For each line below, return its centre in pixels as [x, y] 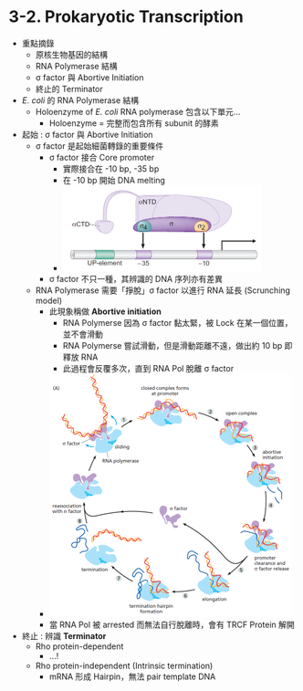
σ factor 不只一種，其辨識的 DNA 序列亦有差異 [136, 279]
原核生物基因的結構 [72, 54]
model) [49, 301]
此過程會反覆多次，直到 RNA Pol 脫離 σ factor [148, 369]
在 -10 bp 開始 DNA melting [114, 180]
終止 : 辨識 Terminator [64, 636]
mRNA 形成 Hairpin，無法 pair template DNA [132, 676]
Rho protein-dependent [79, 646]
